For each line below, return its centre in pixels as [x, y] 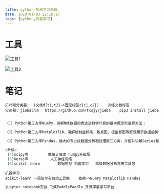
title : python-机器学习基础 [31, 10]
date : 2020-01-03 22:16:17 [32, 14]
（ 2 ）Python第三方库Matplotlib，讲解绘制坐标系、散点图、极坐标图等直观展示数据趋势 [82, 132]
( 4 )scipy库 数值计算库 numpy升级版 [49, 154]
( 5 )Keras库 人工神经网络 [40, 159]
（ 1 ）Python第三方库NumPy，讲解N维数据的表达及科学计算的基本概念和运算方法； [76, 123]
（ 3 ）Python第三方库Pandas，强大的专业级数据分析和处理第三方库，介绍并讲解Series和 [82, 141]
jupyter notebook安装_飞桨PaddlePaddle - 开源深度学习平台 [60, 187]
